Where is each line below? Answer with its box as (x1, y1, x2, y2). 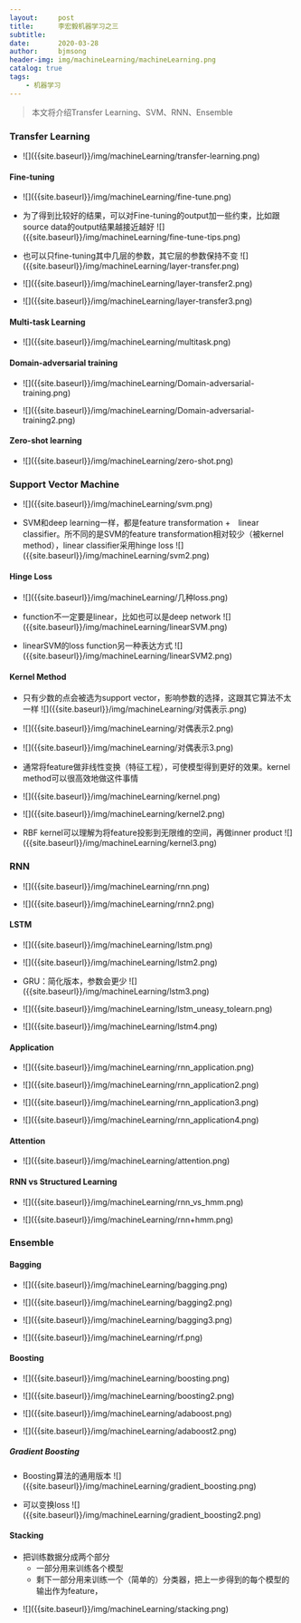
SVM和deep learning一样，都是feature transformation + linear (22, 518, 259, 529)
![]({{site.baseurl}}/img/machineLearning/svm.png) (22, 499, 213, 510)
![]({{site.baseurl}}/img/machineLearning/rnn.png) (22, 880, 210, 891)
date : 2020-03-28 (9, 38, 99, 48)
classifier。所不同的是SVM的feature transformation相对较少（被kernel (22, 529, 285, 539)
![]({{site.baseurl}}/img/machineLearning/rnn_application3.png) (22, 1097, 259, 1108)
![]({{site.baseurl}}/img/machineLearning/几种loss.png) (22, 592, 229, 603)
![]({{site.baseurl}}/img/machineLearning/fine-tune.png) (22, 191, 232, 202)
